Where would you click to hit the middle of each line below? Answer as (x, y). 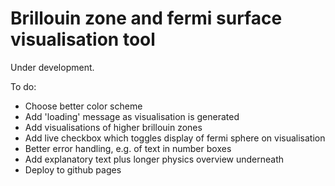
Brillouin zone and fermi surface (146, 18)
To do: (23, 86)
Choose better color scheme (83, 106)
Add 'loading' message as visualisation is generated (132, 116)
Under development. (52, 67)
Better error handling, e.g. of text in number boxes (128, 148)
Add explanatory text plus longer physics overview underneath (154, 159)
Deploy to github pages (73, 169)
